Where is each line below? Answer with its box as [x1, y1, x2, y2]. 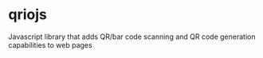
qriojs [8, 6, 48, 24]
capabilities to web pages [8, 40, 93, 49]
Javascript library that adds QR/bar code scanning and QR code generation [8, 32, 256, 41]
